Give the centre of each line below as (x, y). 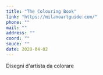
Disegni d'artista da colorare (40, 66)
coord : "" (18, 38)
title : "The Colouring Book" (41, 11)
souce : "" (18, 44)
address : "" (20, 33)
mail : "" (17, 28)
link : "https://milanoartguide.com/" (52, 17)
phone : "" (18, 22)
